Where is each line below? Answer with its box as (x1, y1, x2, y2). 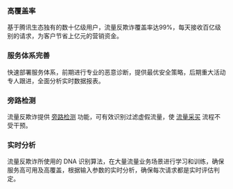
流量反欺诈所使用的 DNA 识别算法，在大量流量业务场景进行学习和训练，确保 (7, 157, 225, 165)
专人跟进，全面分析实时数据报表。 (7, 76, 105, 84)
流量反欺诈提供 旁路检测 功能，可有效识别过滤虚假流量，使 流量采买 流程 (7, 112, 215, 120)
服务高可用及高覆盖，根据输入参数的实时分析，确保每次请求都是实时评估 (7, 166, 214, 174)
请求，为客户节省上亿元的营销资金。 (19, 32, 123, 40)
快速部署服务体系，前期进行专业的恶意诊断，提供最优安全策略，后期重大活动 (7, 68, 226, 76)
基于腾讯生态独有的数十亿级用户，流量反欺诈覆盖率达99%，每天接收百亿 (7, 23, 216, 32)
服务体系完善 (7, 51, 51, 60)
